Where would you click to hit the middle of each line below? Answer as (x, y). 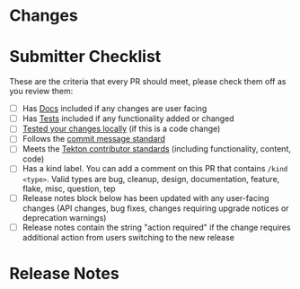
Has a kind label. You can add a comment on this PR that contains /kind (155, 169)
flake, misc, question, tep (69, 188)
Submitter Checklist (85, 57)
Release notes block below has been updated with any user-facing (146, 197)
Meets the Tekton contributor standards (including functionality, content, (157, 149)
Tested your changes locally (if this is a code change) (121, 129)
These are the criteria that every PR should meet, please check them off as (148, 82)
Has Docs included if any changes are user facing (115, 109)
